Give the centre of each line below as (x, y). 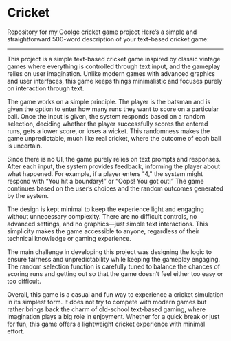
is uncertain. (25, 146)
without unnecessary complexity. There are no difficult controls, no (102, 216)
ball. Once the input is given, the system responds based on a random (106, 116)
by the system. (28, 195)
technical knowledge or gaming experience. (69, 238)
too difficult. (24, 281)
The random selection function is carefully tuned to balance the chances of (114, 266)
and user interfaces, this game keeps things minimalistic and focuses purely (115, 81)
